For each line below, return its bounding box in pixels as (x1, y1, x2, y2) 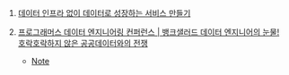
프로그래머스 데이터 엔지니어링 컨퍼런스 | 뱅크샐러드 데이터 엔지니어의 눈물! (17, 27, 280, 37)
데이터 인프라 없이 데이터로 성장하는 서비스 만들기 (17, 8, 191, 18)
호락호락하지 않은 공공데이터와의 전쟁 (17, 38, 148, 48)
